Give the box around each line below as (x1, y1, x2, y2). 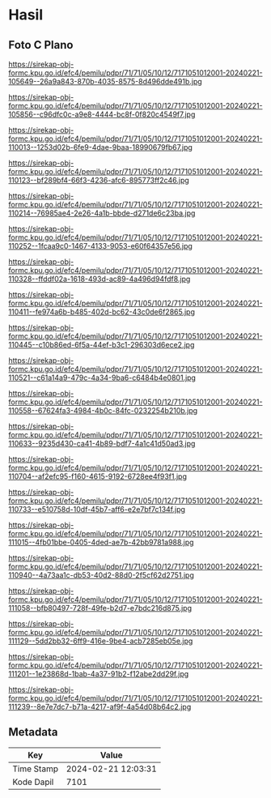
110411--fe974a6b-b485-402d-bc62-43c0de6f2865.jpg (8, 307, 196, 317)
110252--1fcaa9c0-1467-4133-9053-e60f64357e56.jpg (8, 241, 193, 250)
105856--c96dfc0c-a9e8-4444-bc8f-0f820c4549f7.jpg (8, 109, 196, 119)
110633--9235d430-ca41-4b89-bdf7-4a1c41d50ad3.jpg (8, 439, 196, 448)
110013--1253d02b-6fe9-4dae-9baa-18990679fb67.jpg (8, 143, 193, 151)
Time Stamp (12, 763, 59, 775)
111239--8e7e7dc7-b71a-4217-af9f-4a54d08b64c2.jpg (8, 702, 192, 711)
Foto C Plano (8, 38, 74, 52)
